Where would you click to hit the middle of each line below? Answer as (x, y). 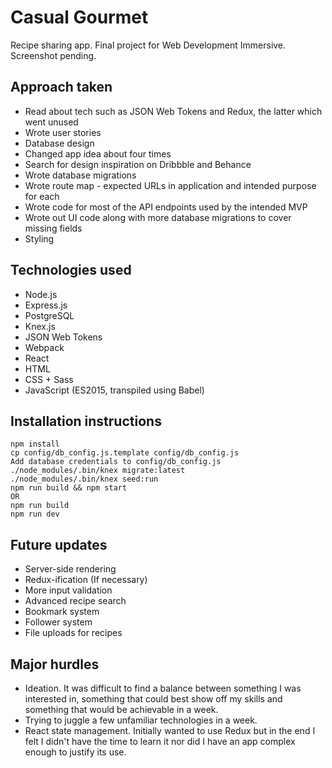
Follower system (58, 622)
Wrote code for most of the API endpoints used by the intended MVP (166, 207)
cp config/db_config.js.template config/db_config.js (125, 453)
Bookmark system (62, 612)
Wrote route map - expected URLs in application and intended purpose (170, 185)
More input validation (68, 590)
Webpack (44, 347)
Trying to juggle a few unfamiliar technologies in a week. (141, 720)
